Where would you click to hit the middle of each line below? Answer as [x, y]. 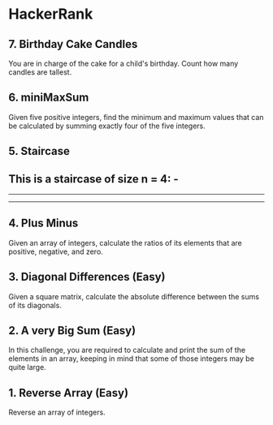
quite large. [27, 367]
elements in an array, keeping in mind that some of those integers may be [131, 358]
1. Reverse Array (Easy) [68, 393]
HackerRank [51, 14]
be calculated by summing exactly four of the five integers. [107, 126]
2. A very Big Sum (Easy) [72, 331]
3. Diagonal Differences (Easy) [87, 277]
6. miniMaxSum [49, 98]
